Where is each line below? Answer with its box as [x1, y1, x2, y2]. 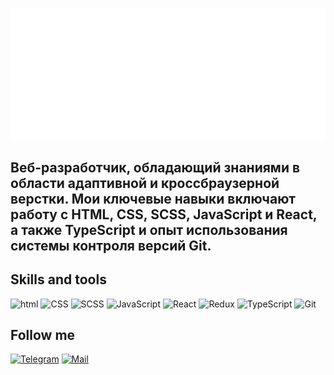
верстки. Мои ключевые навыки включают [10, 190, 297, 207]
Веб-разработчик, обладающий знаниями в [10, 159, 301, 176]
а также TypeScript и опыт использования [10, 221, 288, 238]
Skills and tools [10, 271, 107, 288]
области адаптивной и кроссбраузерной [10, 174, 280, 192]
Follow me [10, 327, 76, 344]
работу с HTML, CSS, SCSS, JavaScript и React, [10, 206, 318, 223]
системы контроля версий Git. [10, 237, 212, 254]
